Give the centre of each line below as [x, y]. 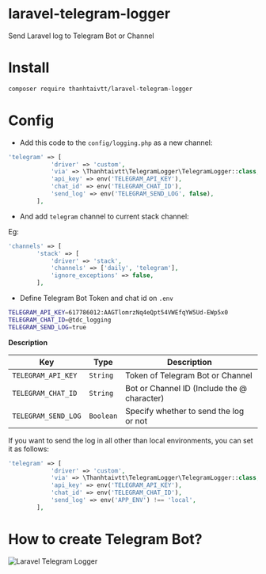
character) [145, 398]
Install [29, 68]
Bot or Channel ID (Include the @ [186, 388]
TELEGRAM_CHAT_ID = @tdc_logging [60, 320]
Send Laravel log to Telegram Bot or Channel [81, 36]
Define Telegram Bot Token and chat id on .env [97, 298]
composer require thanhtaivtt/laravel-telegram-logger [101, 89]
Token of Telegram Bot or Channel [189, 375]
